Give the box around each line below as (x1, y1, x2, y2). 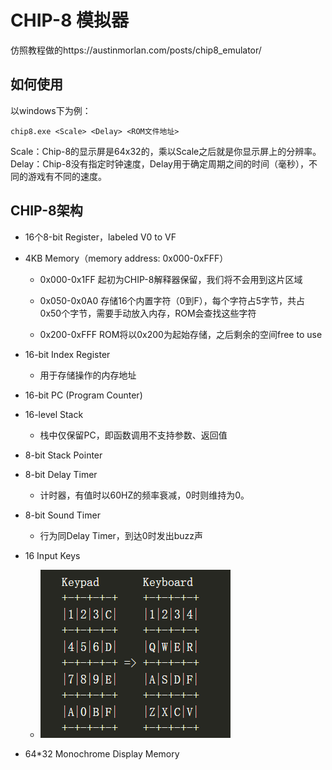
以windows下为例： (10, 104, 92, 116)
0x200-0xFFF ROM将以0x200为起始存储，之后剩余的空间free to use (39, 328, 323, 340)
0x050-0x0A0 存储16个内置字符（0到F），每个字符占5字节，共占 (39, 294, 305, 306)
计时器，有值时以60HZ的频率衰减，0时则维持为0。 (39, 489, 250, 501)
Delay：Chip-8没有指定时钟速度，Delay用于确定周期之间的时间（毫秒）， (10, 157, 309, 170)
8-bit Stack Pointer (24, 449, 103, 461)
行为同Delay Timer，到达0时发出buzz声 (39, 529, 203, 541)
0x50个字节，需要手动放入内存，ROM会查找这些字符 (39, 307, 257, 319)
